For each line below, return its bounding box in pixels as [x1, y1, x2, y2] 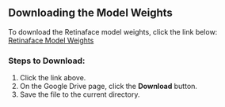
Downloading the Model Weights [8, 6, 173, 20]
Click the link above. [19, 73, 86, 83]
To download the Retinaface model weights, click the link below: [8, 27, 218, 36]
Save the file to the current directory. [19, 90, 140, 99]
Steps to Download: [8, 55, 86, 66]
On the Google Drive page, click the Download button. [19, 82, 198, 91]
